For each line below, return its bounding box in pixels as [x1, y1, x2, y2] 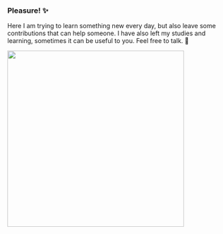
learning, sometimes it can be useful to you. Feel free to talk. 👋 [7, 37, 189, 45]
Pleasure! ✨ [7, 6, 49, 16]
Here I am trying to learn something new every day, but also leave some [7, 22, 217, 30]
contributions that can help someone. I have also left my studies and [7, 29, 206, 37]
